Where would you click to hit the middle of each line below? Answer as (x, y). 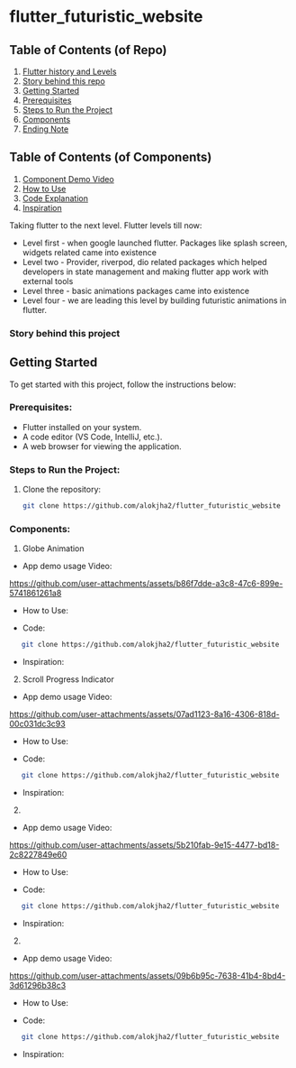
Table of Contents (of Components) (111, 157)
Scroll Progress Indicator (68, 679)
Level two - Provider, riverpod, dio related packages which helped (144, 262)
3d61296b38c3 (38, 985)
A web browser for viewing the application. (102, 446)
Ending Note (45, 129)
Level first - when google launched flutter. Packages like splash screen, (155, 243)
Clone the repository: (62, 490)
